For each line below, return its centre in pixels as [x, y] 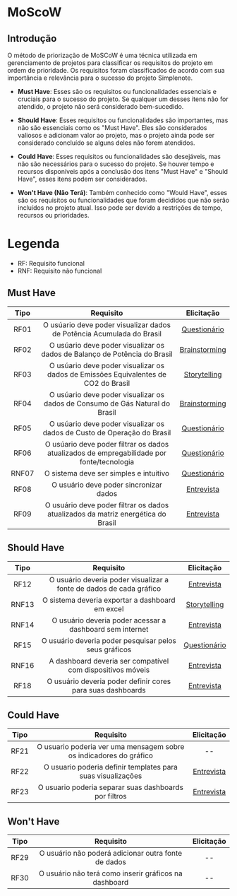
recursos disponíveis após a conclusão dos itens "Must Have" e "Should [122, 171]
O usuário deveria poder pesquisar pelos [109, 640]
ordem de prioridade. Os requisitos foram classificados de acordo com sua [116, 70]
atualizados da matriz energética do [107, 514]
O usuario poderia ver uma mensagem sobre [111, 747]
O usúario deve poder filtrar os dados [107, 444]
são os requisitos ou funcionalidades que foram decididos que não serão [123, 200]
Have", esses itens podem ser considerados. [83, 179]
